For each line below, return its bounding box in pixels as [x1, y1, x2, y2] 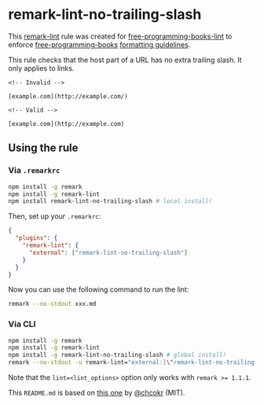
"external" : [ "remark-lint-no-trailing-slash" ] [28, 249, 189, 256]
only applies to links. [8, 63, 75, 72]
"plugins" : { [15, 234, 58, 242]
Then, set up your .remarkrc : [8, 212, 101, 221]
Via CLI [8, 318, 36, 330]
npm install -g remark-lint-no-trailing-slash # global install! [8, 352, 226, 359]
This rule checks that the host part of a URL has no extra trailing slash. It [8, 55, 242, 64]
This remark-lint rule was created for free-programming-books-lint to [8, 31, 233, 41]
